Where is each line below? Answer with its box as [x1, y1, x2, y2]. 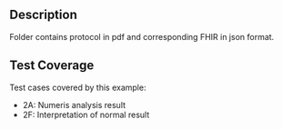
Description [9, 7, 77, 23]
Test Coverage [9, 58, 95, 74]
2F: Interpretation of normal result [22, 109, 150, 120]
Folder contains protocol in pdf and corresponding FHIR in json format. [9, 31, 275, 42]
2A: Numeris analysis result [22, 99, 126, 110]
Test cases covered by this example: [9, 82, 147, 93]
